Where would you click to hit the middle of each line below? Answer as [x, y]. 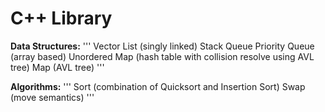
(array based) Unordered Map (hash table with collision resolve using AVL [162, 56]
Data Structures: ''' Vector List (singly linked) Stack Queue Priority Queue [162, 46]
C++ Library [61, 18]
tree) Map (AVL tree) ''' [57, 67]
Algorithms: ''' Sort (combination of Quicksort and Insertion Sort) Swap [158, 86]
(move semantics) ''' [52, 97]
